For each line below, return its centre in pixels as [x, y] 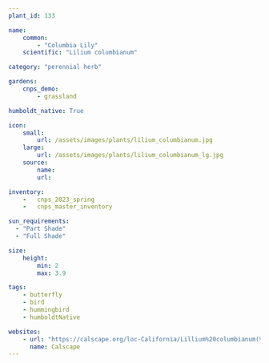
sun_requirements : [39, 221]
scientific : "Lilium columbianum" [80, 53]
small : [34, 133]
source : [35, 163]
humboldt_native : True [46, 111]
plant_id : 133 [32, 16]
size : [17, 250]
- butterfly [42, 295]
